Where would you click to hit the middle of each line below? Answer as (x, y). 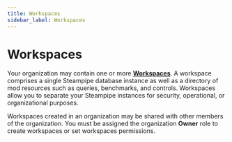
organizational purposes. (43, 103)
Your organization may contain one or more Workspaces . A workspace (109, 73)
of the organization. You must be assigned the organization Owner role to (113, 124)
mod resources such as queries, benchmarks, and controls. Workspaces (111, 88)
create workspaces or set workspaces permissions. (81, 131)
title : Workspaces (34, 14)
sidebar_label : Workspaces (46, 20)
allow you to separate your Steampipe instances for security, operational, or (116, 96)
